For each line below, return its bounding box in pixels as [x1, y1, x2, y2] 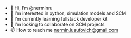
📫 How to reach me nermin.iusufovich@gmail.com [10, 27, 118, 33]
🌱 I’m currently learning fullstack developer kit [10, 16, 108, 22]
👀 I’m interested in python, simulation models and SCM [10, 10, 126, 16]
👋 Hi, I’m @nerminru [10, 5, 53, 11]
